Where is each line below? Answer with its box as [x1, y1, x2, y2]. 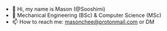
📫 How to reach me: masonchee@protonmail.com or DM [11, 18, 155, 25]
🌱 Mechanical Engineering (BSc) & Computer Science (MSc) [11, 12, 162, 19]
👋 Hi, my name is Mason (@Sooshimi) [11, 6, 106, 12]
